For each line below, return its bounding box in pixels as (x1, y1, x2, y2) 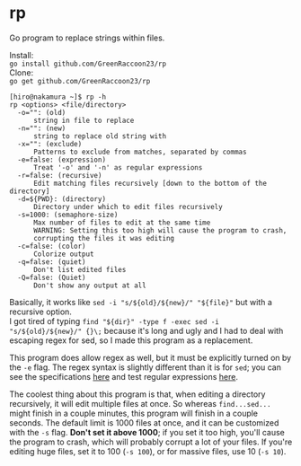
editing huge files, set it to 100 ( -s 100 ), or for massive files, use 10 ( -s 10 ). (9, 445, 287, 456)
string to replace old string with (32, 131, 167, 141)
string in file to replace (32, 116, 135, 125)
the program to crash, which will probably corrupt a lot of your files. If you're (9, 436, 293, 447)
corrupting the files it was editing (32, 233, 175, 242)
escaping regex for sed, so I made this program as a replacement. (9, 335, 253, 346)
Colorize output (32, 250, 94, 259)
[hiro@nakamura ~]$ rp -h (9, 92, 106, 101)
